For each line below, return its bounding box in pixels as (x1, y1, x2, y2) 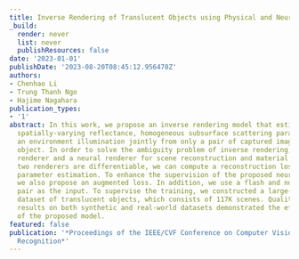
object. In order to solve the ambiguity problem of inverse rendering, (17, 145, 293, 154)
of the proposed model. (17, 211, 105, 221)
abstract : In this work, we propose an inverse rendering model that (9, 121, 273, 130)
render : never (17, 29, 69, 38)
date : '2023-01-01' (9, 54, 82, 63)
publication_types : (9, 104, 82, 113)
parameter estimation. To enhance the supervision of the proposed (17, 170, 273, 179)
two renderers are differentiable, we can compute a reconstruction (17, 162, 277, 171)
